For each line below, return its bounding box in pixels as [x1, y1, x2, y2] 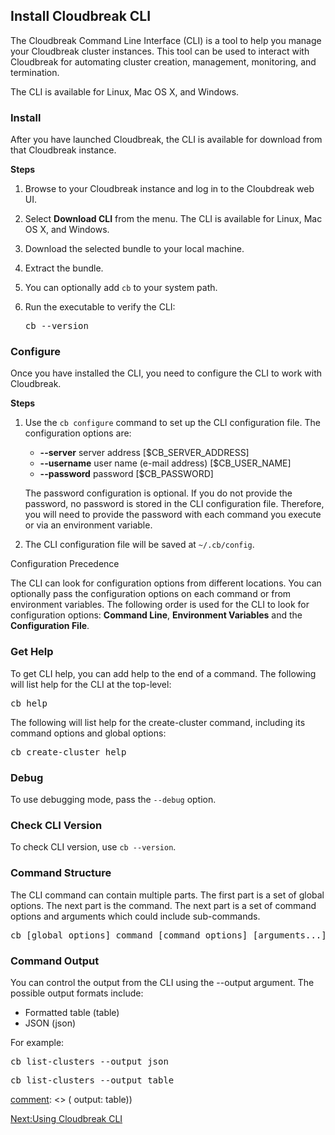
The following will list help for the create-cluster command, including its [10, 716, 306, 728]
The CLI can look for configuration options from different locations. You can [10, 577, 322, 589]
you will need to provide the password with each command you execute [24, 509, 322, 521]
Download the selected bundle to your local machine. [24, 243, 245, 255]
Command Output [10, 954, 100, 968]
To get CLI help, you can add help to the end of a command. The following [10, 667, 317, 679]
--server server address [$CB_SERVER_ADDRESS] [39, 447, 250, 459]
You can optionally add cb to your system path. [24, 282, 218, 294]
